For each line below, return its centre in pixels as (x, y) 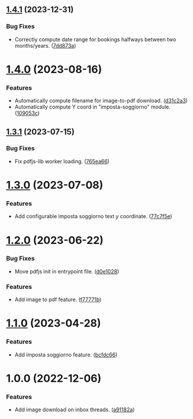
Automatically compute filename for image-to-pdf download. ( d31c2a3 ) (101, 101)
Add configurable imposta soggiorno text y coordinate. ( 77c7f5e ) (93, 216)
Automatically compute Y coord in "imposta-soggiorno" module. (92, 107)
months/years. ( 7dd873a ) (45, 45)
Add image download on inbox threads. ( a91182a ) (75, 410)
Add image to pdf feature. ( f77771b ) (58, 299)
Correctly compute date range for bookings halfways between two (95, 39)
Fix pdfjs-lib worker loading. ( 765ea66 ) (62, 161)
